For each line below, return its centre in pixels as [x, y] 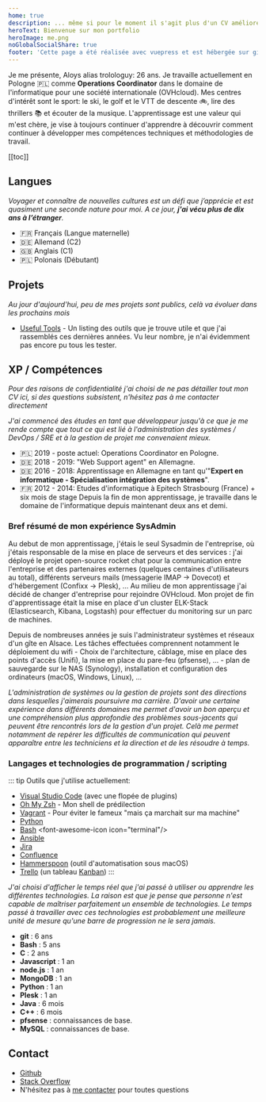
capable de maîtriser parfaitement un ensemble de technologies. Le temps [130, 904]
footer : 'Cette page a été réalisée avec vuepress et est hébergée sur [129, 52]
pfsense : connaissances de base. [76, 1020]
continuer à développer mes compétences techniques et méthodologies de [131, 133]
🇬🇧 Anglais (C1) [46, 251]
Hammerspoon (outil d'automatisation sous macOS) [104, 863]
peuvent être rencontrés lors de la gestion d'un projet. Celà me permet [123, 725]
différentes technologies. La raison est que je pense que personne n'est [125, 896]
